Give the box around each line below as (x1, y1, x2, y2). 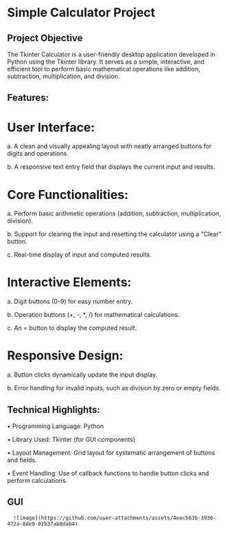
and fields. (7, 455, 37, 464)
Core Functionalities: (7, 187, 129, 202)
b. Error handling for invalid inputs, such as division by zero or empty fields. (7, 384, 221, 392)
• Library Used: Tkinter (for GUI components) (7, 435, 136, 443)
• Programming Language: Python (7, 422, 104, 430)
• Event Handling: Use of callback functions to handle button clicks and (7, 469, 209, 477)
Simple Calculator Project (7, 5, 156, 21)
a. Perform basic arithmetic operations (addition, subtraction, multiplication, (7, 209, 221, 217)
